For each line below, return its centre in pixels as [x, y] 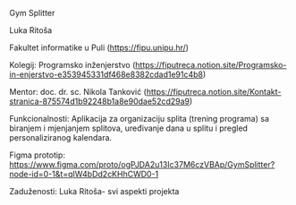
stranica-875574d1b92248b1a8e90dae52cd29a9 [100, 101]
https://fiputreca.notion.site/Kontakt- [214, 92]
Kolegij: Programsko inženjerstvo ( [72, 65]
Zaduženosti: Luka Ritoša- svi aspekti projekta [94, 191]
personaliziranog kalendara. [61, 137]
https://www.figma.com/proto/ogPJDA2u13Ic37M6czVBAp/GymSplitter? [142, 164]
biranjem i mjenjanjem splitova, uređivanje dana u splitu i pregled [129, 128]
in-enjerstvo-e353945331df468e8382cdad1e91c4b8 [106, 74]
